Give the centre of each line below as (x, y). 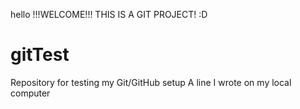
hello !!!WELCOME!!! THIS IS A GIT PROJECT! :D (109, 14)
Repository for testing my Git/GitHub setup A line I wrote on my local (151, 82)
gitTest (40, 55)
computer (30, 93)
